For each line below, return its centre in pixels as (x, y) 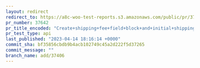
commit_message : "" (30, 50)
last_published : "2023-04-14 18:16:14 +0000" (63, 39)
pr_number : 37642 (27, 22)
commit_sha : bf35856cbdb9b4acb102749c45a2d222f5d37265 (75, 45)
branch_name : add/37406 (35, 56)
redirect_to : (22, 17)
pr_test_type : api (28, 34)
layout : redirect (27, 12)
